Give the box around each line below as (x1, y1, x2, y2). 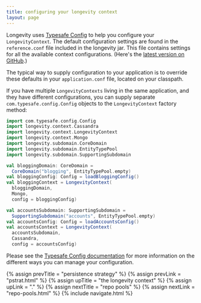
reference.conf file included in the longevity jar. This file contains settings (6, 44, 191, 52)
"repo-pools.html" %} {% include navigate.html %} (6, 289, 133, 297)
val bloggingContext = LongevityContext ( (6, 179, 113, 185)
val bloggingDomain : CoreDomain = (6, 162, 94, 168)
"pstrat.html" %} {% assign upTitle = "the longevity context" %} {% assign (6, 276, 192, 284)
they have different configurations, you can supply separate (6, 93, 156, 101)
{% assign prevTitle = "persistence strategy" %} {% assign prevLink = (6, 270, 182, 278)
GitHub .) (6, 57, 27, 64)
